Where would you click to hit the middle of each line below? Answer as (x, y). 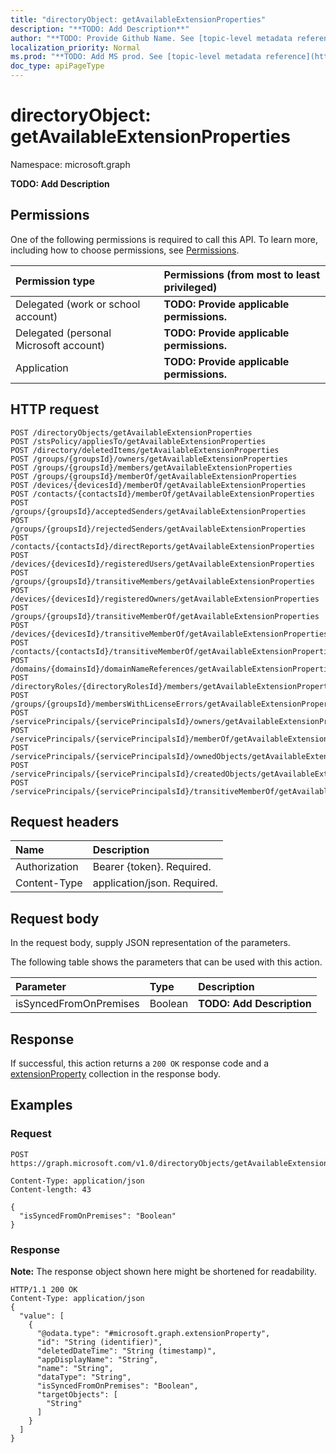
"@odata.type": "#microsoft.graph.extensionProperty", (153, 1333)
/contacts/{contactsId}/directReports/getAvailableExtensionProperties (162, 546)
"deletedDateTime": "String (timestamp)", (126, 1351)
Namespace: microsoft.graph (70, 164)
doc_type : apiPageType (57, 66)
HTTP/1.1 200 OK (44, 1289)
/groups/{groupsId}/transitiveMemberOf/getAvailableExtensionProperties (165, 616)
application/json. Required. (155, 883)
